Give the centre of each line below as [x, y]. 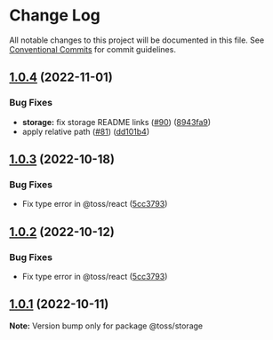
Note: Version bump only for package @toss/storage [106, 326]
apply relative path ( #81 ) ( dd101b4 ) [85, 131]
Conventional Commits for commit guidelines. [92, 49]
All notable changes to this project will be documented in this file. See [137, 40]
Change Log [55, 16]
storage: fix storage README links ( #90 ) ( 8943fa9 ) [116, 122]
